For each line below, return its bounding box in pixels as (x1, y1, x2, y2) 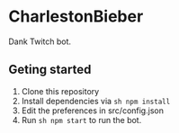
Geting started (8, 62, 92, 77)
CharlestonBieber (8, 6, 144, 27)
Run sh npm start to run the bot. (21, 114, 142, 125)
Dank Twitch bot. (8, 36, 72, 47)
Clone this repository (21, 85, 100, 96)
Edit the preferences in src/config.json (21, 105, 164, 116)
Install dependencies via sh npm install (21, 95, 171, 106)
